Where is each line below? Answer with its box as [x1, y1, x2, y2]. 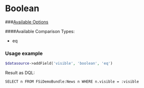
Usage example [5, 50, 43, 56]
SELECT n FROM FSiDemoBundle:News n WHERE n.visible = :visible [5, 79, 139, 84]
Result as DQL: [5, 70, 35, 76]
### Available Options [5, 19, 48, 25]
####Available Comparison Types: [5, 28, 75, 34]
